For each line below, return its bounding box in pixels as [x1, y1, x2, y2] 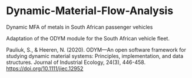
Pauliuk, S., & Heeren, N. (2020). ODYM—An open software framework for [6, 46, 187, 53]
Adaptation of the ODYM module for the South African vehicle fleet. [6, 35, 170, 42]
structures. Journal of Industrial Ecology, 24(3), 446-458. [6, 59, 146, 66]
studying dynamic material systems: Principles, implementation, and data [6, 52, 184, 59]
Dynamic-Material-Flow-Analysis [6, 4, 174, 18]
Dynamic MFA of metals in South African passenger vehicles [6, 23, 153, 30]
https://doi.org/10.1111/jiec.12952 [6, 65, 84, 72]
